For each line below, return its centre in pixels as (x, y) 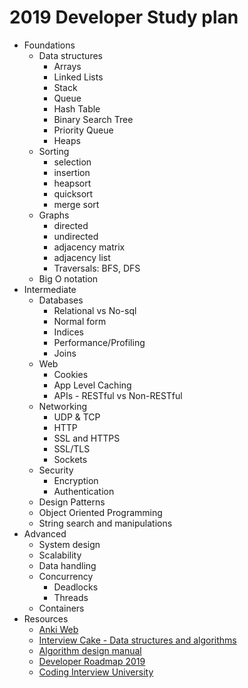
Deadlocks (76, 587)
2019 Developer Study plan (124, 17)
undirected (76, 236)
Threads (71, 597)
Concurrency (66, 576)
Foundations (49, 45)
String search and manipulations (105, 523)
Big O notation (68, 278)
